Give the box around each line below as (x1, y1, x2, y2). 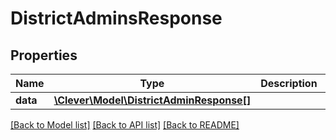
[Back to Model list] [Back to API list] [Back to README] (10, 119, 240, 131)
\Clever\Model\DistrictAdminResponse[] (53, 93, 252, 107)
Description (260, 77, 318, 90)
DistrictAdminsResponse (10, 7, 223, 30)
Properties (10, 47, 78, 64)
